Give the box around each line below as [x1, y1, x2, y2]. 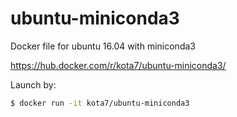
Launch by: [10, 78, 57, 91]
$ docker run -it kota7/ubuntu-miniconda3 [10, 98, 190, 108]
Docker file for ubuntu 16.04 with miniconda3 [10, 40, 196, 52]
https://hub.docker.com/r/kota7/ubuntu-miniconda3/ [10, 59, 227, 71]
